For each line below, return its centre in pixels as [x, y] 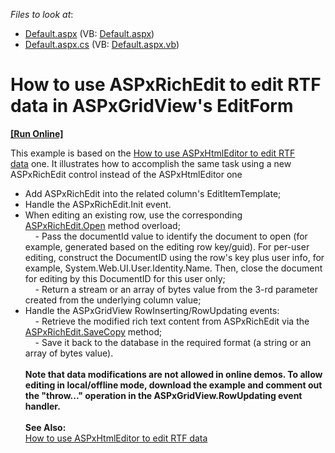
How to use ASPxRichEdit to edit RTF [166, 85]
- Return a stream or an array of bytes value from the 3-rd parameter [176, 289]
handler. [42, 406]
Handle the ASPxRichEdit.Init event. [98, 204]
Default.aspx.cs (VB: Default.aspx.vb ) [102, 44]
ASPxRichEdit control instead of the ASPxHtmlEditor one [126, 174]
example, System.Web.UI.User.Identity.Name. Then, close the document [173, 268]
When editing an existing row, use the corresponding [133, 215]
